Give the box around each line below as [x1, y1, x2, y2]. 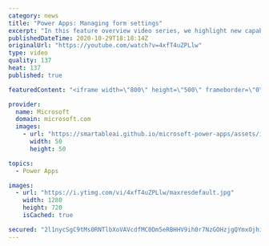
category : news [8, 11, 59, 20]
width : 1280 [22, 196, 62, 204]
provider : [8, 100, 42, 108]
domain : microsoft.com [15, 115, 91, 123]
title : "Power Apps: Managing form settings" [8, 19, 163, 27]
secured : [8, 225, 38, 233]
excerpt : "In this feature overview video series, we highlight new [8, 26, 242, 34]
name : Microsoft [15, 107, 70, 116]
